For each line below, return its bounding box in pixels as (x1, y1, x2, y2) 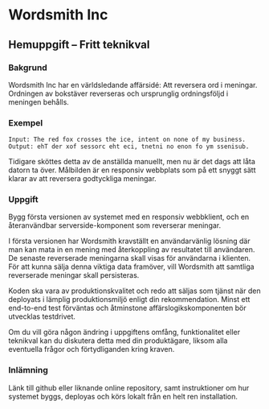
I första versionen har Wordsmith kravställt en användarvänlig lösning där (8, 236, 251, 246)
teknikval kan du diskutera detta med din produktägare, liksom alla (8, 336, 228, 345)
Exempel (8, 117, 43, 128)
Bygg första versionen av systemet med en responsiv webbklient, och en (8, 212, 250, 222)
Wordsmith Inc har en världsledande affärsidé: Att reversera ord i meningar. (8, 80, 258, 89)
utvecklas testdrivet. (8, 312, 76, 321)
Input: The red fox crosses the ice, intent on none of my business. (8, 135, 247, 144)
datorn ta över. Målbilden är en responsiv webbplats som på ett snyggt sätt (8, 165, 256, 175)
